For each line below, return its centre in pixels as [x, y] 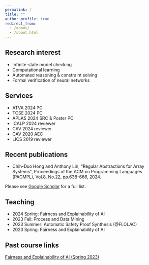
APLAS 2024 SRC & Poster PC [43, 118]
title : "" [15, 14]
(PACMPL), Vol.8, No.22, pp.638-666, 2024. [57, 177]
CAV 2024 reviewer [32, 128]
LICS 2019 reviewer [32, 139]
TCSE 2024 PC [27, 113]
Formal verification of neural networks [51, 80]
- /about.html [24, 33]
